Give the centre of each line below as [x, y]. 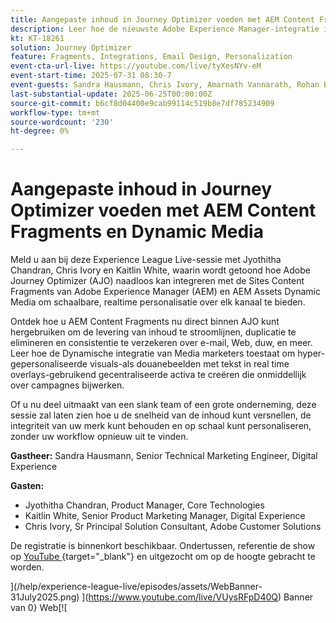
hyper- [311, 353]
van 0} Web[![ [39, 608]
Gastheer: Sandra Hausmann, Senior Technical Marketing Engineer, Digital [164, 456]
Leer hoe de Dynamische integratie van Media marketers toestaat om [153, 353]
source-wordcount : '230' [62, 122]
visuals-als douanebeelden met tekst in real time [189, 364]
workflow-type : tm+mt [55, 112]
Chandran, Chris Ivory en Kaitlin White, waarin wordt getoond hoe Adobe [160, 270]
